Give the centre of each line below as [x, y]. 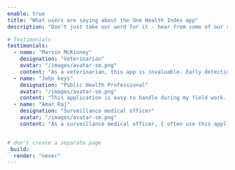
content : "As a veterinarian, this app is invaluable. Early [111, 72]
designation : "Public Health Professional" [84, 85]
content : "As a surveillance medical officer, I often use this [115, 124]
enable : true [26, 14]
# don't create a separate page [54, 143]
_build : [19, 149]
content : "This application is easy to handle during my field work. [123, 98]
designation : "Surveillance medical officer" [87, 111]
